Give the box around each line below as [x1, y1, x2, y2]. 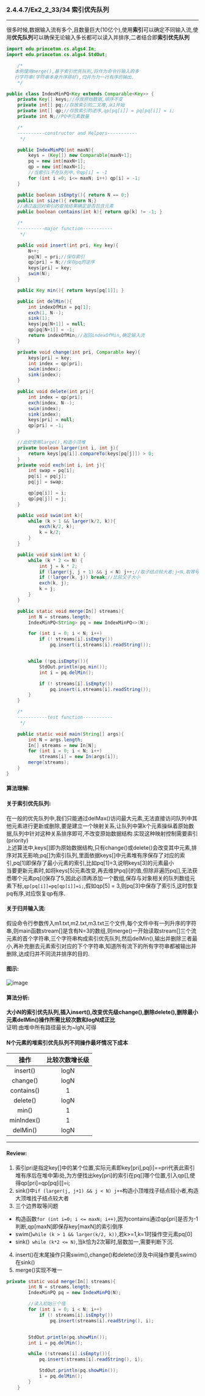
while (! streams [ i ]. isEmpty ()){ [28, 1351, 111, 1357]
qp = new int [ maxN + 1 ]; [28, 164, 86, 170]
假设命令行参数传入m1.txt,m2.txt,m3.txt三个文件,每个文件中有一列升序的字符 [6, 919, 197, 927]
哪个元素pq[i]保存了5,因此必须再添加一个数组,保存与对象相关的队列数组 [11, 874, 190, 881]
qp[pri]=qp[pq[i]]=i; [20, 1179, 70, 1187]
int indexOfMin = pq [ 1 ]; [28, 304, 92, 310]
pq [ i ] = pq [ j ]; [28, 473, 67, 480]
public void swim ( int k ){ [17, 512, 84, 518]
